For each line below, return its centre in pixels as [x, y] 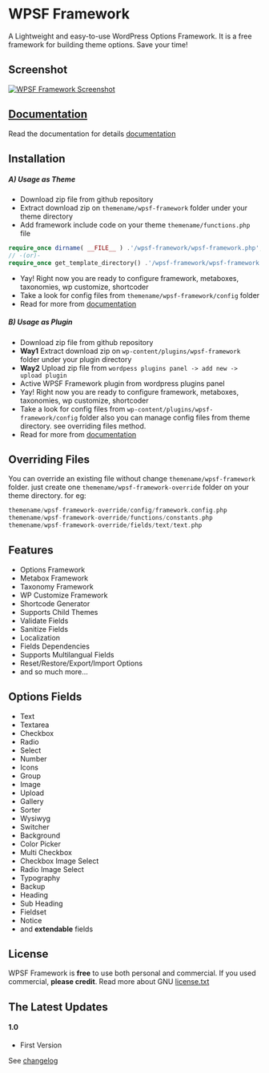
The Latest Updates [58, 1007]
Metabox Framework [54, 578]
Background [40, 835]
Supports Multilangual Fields [67, 654]
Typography [40, 878]
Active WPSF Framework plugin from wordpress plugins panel [122, 383]
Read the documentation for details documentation [92, 134]
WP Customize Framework [64, 595]
